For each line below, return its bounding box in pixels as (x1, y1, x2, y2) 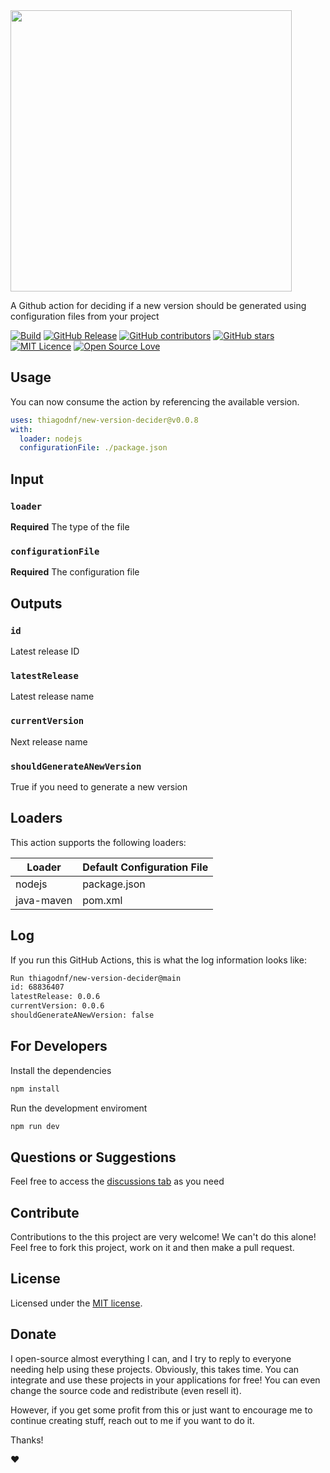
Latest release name (10, 690, 95, 703)
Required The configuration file (10, 566, 140, 578)
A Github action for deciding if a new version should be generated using (10, 300, 307, 311)
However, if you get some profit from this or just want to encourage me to (10, 1404, 313, 1416)
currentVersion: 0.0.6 (10, 1001, 105, 1011)
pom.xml (82, 893, 123, 907)
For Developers (10, 1038, 108, 1055)
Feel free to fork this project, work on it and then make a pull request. (10, 1242, 295, 1254)
